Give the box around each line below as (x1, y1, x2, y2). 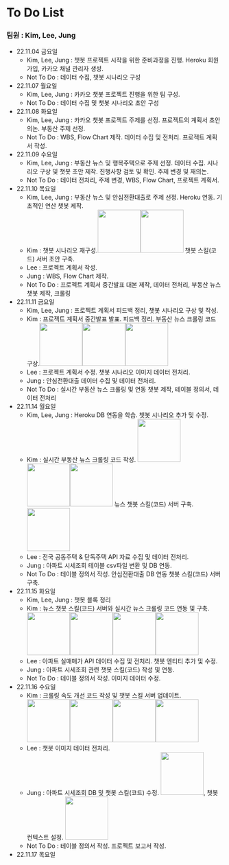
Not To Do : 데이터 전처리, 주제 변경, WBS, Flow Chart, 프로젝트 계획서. (26, 176, 219, 185)
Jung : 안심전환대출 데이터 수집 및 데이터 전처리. (26, 377, 156, 385)
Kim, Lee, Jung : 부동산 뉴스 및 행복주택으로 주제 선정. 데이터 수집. (26, 159, 206, 167)
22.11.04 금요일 (16, 47, 58, 56)
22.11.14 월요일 (16, 403, 56, 411)
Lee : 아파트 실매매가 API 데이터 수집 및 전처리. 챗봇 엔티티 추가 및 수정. (26, 657, 218, 665)
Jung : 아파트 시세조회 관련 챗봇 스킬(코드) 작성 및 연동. (26, 665, 176, 674)
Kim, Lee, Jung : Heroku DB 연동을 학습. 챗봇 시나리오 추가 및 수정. (26, 411, 208, 419)
